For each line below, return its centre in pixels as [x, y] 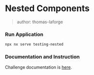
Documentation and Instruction [42, 57]
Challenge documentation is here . [39, 67]
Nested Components [47, 8]
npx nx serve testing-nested [34, 45]
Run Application [24, 34]
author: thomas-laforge [40, 22]
